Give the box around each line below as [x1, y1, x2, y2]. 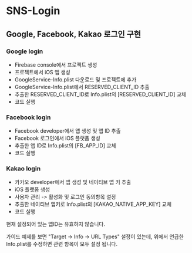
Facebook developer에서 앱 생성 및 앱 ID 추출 [14, 127, 122, 134]
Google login [6, 47, 43, 55]
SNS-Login [6, 4, 60, 18]
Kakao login [6, 165, 41, 173]
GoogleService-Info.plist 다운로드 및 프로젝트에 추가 [14, 75, 137, 83]
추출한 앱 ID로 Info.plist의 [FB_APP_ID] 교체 [14, 142, 116, 149]
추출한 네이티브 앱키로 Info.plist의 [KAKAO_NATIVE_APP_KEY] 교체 [14, 201, 172, 208]
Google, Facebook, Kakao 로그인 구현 [6, 29, 141, 39]
